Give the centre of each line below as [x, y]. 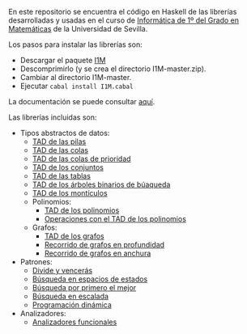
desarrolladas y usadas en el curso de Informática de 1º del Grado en [123, 20]
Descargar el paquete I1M [63, 60]
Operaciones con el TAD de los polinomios [115, 219]
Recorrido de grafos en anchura [98, 253]
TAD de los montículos [70, 193]
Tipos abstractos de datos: [65, 133]
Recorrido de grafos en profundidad [104, 245]
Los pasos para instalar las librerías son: [76, 44]
